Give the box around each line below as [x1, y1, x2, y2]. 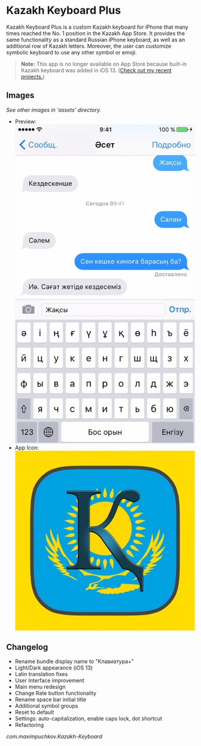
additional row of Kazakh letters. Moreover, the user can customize [6, 42, 172, 50]
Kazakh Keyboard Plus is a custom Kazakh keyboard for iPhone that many [6, 23, 188, 30]
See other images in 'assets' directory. [6, 106, 102, 114]
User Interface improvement [14, 677, 85, 684]
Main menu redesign [14, 683, 66, 690]
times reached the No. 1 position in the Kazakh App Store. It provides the [6, 29, 185, 36]
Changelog [6, 642, 48, 652]
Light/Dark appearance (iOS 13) [14, 664, 93, 671]
